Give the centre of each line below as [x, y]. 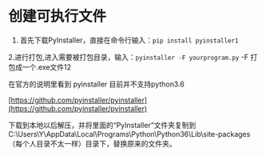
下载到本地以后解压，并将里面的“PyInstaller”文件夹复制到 [102, 125]
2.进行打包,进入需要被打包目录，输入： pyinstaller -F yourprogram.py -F [129, 57]
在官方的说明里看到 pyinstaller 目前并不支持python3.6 [97, 84]
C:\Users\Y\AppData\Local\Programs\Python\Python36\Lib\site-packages [129, 134]
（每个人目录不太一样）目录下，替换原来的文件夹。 [92, 143]
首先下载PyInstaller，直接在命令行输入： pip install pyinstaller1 [129, 40]
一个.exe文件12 [47, 67]
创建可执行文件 [58, 16]
